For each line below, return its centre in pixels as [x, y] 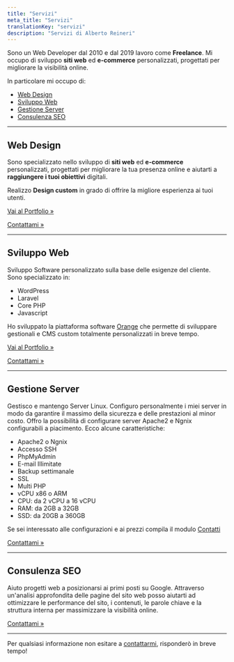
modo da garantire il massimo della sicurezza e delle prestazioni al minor [111, 413]
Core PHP [31, 305]
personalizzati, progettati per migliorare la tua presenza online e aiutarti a [112, 170]
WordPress [33, 290]
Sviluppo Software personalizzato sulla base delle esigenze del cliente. [109, 269]
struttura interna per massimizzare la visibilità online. [83, 610]
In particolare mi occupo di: [46, 81]
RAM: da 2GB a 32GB [48, 508]
